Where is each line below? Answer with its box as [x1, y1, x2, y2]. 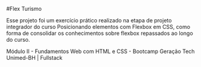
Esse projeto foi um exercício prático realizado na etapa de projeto [6, 17, 172, 24]
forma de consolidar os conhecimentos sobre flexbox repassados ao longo [6, 30, 194, 37]
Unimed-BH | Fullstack [6, 54, 63, 61]
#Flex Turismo [6, 5, 42, 12]
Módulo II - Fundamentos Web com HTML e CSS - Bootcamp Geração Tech [6, 48, 195, 55]
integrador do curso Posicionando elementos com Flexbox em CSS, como [6, 24, 191, 30]
